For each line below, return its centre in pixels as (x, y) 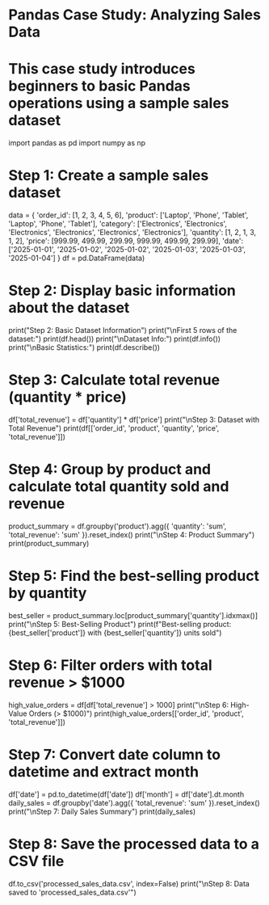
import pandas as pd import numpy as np (77, 143)
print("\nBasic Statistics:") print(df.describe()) (84, 347)
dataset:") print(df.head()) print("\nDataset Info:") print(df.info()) (114, 339)
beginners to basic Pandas (100, 86)
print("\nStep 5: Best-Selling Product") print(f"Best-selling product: (120, 624)
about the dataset (69, 308)
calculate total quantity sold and (119, 487)
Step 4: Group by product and (110, 469)
